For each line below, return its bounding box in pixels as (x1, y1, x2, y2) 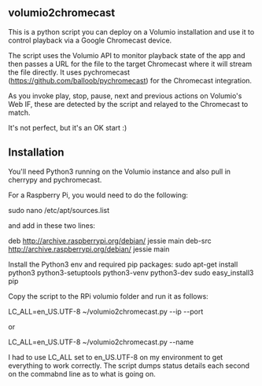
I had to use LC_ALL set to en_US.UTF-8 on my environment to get (8, 352, 223, 362)
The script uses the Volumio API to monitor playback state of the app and (8, 50, 245, 60)
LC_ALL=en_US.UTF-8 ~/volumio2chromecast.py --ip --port (8, 307, 204, 316)
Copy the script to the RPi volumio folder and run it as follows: (8, 291, 208, 301)
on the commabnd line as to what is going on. (8, 369, 156, 378)
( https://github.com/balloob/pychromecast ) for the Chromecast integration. (8, 75, 253, 85)
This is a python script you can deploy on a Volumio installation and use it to (8, 27, 255, 36)
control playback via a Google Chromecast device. (8, 35, 172, 45)
